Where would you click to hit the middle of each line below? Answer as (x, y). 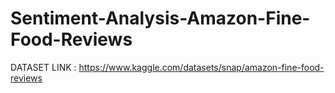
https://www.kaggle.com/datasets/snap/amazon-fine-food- (201, 67)
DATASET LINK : (43, 67)
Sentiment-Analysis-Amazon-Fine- (160, 18)
